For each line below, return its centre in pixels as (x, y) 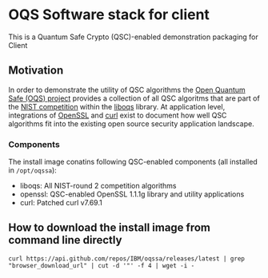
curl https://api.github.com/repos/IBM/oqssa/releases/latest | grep (127, 258)
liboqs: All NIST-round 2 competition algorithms (98, 186)
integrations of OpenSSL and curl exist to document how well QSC (118, 115)
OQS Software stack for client (109, 15)
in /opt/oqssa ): (33, 170)
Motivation (36, 71)
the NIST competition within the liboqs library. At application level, (117, 106)
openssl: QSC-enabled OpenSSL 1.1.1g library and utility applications (132, 194)
